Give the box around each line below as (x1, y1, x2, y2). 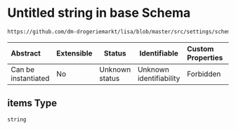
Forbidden (187, 69, 221, 79)
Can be (11, 65, 35, 74)
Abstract (11, 48, 41, 58)
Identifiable (139, 48, 179, 58)
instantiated (11, 73, 50, 83)
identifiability (137, 73, 181, 83)
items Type (7, 97, 58, 110)
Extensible (55, 48, 93, 58)
